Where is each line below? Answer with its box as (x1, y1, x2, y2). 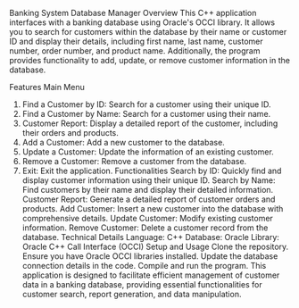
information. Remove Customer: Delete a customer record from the (21, 222, 269, 233)
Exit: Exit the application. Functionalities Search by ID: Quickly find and (21, 165, 282, 176)
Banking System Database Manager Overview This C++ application (9, 8, 257, 18)
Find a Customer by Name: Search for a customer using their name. (21, 109, 271, 119)
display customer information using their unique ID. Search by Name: (21, 175, 276, 186)
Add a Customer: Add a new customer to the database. (21, 137, 225, 147)
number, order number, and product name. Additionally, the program (9, 46, 261, 56)
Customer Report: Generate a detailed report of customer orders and (21, 194, 276, 204)
